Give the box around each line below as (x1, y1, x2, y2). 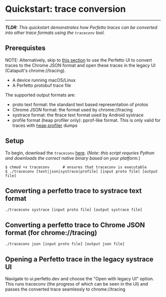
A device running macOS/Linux (12, 77, 76, 83)
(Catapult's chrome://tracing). (5, 68, 66, 74)
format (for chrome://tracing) (5, 228, 97, 237)
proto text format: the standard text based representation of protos (12, 101, 148, 107)
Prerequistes (5, 44, 46, 52)
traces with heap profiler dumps (12, 122, 78, 128)
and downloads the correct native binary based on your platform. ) (5, 155, 141, 161)
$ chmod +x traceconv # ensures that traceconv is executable (5, 164, 147, 170)
